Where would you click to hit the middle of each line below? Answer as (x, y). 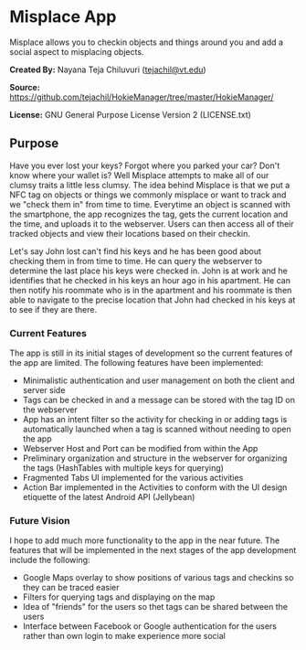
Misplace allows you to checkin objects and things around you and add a (146, 42)
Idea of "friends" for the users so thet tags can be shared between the (155, 607)
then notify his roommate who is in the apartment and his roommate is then (151, 290)
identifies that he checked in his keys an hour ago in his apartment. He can (150, 280)
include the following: (50, 560)
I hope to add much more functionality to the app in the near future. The (145, 540)
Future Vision (40, 520)
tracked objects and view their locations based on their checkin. (130, 233)
